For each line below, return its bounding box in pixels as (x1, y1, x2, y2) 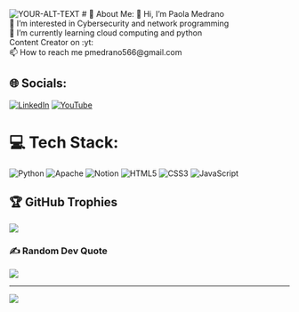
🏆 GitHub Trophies (9, 195, 118, 210)
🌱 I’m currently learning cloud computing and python (9, 28, 203, 38)
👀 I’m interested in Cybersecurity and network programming (9, 18, 230, 28)
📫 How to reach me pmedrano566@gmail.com (9, 47, 182, 57)
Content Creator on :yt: (9, 37, 94, 47)
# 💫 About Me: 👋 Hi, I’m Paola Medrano (81, 9, 225, 19)
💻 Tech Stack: (9, 132, 119, 152)
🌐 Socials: (9, 76, 68, 92)
